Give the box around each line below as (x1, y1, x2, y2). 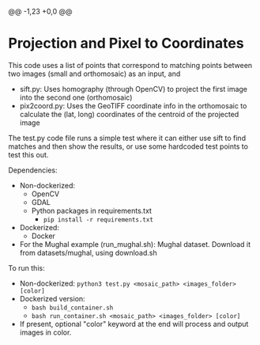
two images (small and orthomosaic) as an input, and (8, 69, 181, 78)
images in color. (19, 328, 72, 337)
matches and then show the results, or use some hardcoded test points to (8, 142, 249, 151)
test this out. (8, 150, 49, 159)
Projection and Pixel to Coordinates (8, 35, 244, 52)
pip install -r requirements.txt (43, 215, 154, 224)
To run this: (8, 263, 45, 272)
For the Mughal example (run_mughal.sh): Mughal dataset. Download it (19, 239, 251, 248)
